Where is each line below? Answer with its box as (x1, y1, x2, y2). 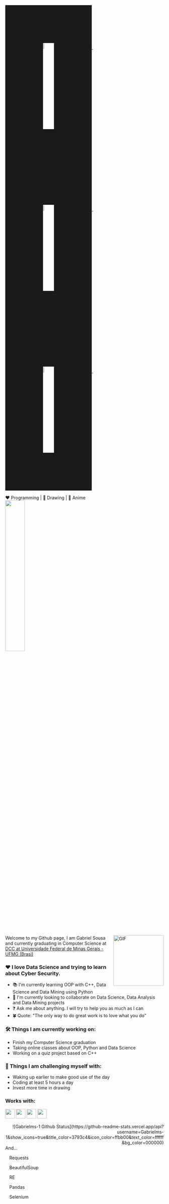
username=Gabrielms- (117, 1129, 164, 1135)
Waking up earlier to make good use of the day (12, 1074, 110, 1080)
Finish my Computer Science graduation (12, 1039, 97, 1045)
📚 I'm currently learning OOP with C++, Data (12, 981, 107, 988)
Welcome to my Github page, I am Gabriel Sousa (5, 935, 106, 941)
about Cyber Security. (5, 970, 61, 977)
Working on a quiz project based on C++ (12, 1050, 97, 1056)
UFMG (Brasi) (5, 951, 34, 957)
